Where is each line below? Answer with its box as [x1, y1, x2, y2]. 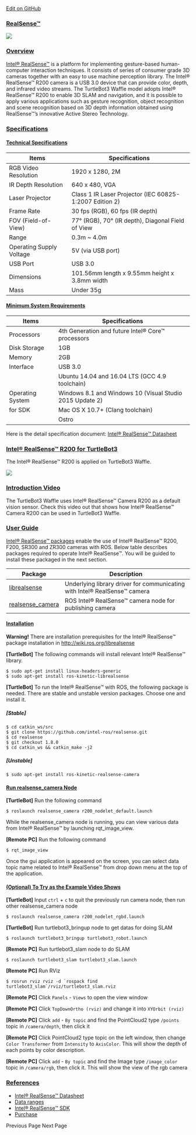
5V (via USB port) [71, 246, 120, 254]
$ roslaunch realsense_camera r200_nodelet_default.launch [6, 808, 153, 815]
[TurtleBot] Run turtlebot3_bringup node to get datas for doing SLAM [6, 924, 173, 932]
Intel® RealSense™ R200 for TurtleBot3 [6, 444, 118, 453]
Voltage [9, 250, 30, 258]
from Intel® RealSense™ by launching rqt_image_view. [6, 824, 134, 832]
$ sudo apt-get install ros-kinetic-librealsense [6, 674, 129, 679]
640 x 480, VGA [71, 181, 116, 189]
